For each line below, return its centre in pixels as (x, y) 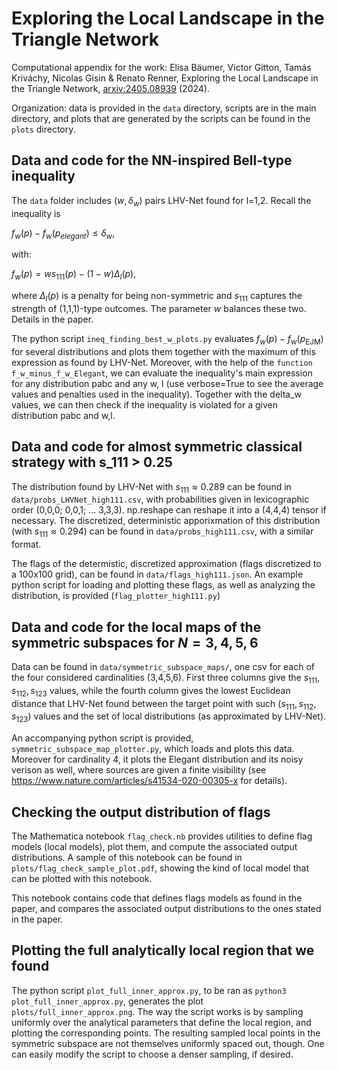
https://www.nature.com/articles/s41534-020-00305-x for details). (149, 781)
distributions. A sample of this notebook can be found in (127, 857)
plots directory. (43, 129)
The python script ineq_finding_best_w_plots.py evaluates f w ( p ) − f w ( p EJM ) (167, 339)
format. (26, 544)
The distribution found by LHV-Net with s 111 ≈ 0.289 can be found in (151, 487)
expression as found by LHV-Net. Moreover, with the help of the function (162, 362)
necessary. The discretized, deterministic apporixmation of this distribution (166, 521)
